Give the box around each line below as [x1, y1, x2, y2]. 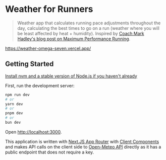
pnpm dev [5, 111, 23, 116]
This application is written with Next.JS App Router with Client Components [5, 138, 160, 145]
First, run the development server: [5, 82, 75, 88]
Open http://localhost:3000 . [5, 129, 62, 135]
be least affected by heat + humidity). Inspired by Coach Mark [17, 30, 145, 36]
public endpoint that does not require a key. [5, 149, 94, 155]
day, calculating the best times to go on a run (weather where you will [17, 25, 160, 31]
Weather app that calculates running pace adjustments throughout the [17, 20, 161, 26]
